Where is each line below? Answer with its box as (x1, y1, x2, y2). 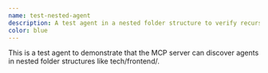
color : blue (8, 26, 48, 34)
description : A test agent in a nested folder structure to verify (8, 19, 238, 27)
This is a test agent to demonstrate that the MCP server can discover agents (8, 48, 259, 58)
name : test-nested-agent (8, 11, 91, 20)
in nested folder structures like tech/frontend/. (8, 56, 160, 66)
